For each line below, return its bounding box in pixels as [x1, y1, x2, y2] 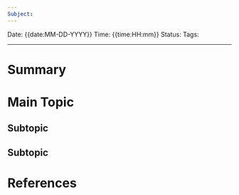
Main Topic [7, 94, 75, 110]
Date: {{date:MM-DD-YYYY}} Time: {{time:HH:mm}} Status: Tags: [7, 30, 199, 38]
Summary [7, 61, 66, 78]
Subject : [7, 10, 33, 18]
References [7, 175, 77, 191]
